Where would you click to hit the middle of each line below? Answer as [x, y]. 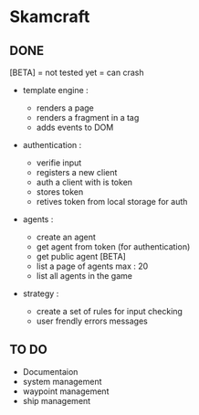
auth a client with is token [84, 182]
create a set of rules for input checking [109, 311]
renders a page [65, 108]
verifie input [59, 163]
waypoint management [66, 391]
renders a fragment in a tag [88, 117]
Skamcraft [50, 17]
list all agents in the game [84, 276]
